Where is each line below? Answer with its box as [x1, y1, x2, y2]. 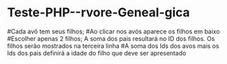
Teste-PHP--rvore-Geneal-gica [7, 5, 191, 20]
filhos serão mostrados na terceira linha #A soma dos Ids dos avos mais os [7, 42, 219, 50]
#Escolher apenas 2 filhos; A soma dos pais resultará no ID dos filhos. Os [7, 34, 215, 42]
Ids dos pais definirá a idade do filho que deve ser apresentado [7, 49, 186, 57]
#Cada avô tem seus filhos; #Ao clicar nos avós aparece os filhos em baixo [7, 27, 220, 35]
